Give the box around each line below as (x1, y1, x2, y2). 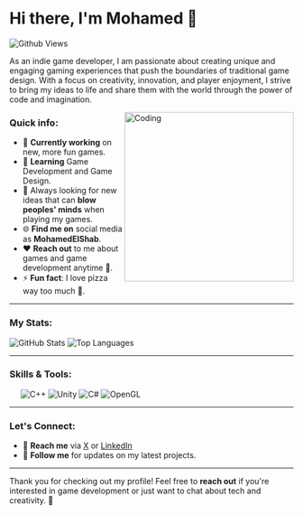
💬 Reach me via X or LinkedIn (22, 440, 133, 451)
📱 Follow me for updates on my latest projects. (22, 450, 197, 461)
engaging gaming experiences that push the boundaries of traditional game (9, 65, 290, 76)
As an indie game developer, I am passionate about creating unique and (9, 55, 276, 66)
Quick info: (9, 117, 59, 129)
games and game (22, 253, 87, 264)
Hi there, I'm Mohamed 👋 (9, 8, 198, 29)
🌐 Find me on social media (22, 223, 124, 234)
